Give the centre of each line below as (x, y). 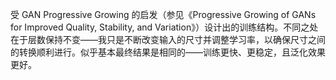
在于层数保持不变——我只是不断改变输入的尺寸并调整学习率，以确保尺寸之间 (168, 39)
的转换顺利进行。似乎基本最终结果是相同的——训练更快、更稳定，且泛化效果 (168, 52)
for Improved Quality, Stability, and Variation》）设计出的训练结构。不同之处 (164, 27)
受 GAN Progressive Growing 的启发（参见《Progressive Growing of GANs (163, 14)
